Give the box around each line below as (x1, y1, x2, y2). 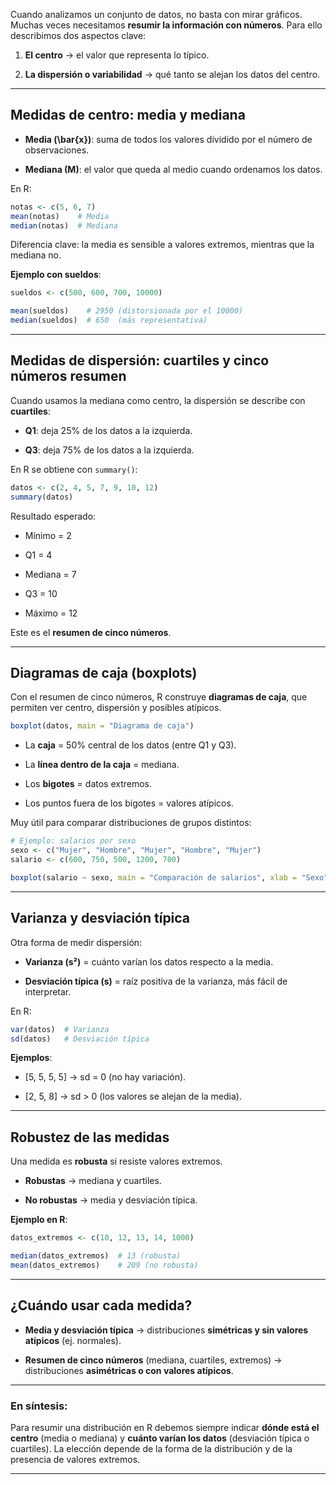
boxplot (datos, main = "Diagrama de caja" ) (10, 721, 195, 731)
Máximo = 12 (24, 607, 78, 619)
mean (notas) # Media (10, 211, 110, 221)
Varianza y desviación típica (10, 910, 191, 927)
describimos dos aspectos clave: (10, 30, 147, 41)
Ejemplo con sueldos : (10, 269, 102, 281)
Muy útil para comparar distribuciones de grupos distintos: (10, 817, 252, 829)
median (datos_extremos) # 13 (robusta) (10, 1251, 182, 1261)
